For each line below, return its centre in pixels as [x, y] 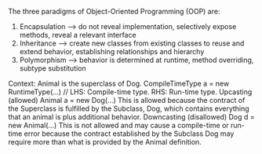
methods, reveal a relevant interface [78, 35]
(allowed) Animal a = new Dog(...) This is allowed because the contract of [127, 100]
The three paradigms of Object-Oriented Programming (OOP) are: [114, 11]
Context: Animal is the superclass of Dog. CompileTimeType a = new [119, 83]
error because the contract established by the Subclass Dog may [129, 134]
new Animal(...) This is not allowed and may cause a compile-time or [118, 125]
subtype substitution [53, 68]
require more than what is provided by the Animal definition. [105, 142]
